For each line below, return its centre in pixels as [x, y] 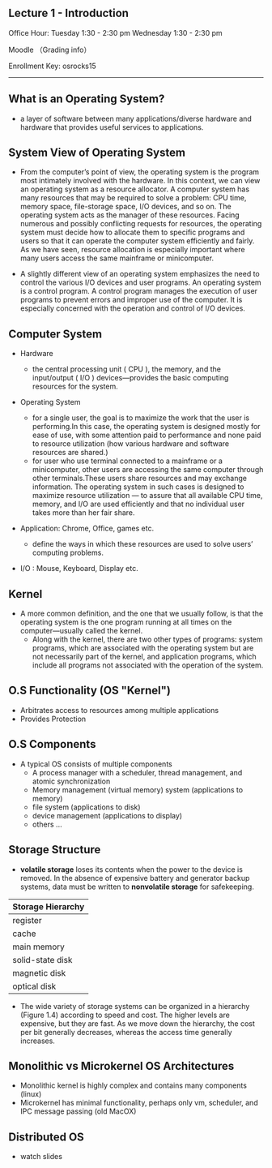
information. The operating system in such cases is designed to [138, 487]
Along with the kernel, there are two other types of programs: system [147, 639]
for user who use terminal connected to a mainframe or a [127, 461]
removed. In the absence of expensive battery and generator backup [135, 878]
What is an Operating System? [87, 99]
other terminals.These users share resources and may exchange [139, 479]
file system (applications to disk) [86, 807]
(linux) [31, 1094]
